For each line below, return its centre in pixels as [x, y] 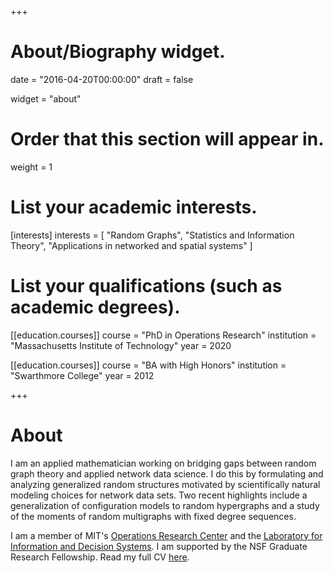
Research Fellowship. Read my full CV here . [100, 557]
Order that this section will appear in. [167, 139]
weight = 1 [31, 167]
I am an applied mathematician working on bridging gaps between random [163, 463]
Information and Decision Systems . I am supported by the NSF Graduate [159, 546]
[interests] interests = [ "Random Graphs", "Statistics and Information [152, 235]
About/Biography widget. [118, 52]
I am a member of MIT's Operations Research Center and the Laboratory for [166, 535]
